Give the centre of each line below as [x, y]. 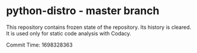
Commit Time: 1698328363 [39, 45]
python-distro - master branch [83, 11]
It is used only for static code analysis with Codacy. [69, 33]
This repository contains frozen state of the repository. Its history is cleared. [98, 27]
